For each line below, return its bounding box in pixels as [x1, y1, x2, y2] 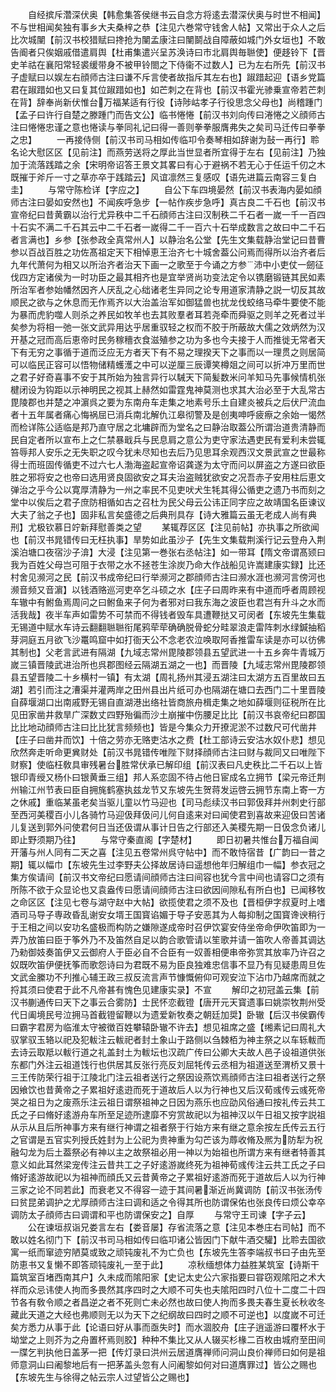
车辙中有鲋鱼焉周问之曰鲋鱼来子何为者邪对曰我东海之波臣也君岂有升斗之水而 [10, 596, 326, 608]
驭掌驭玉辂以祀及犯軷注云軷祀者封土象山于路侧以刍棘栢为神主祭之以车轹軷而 [10, 1034, 326, 1045]
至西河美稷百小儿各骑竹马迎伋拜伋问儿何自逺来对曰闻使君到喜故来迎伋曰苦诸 [10, 809, 326, 820]
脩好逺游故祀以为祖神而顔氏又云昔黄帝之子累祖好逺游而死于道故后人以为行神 [10, 1171, 326, 1183]
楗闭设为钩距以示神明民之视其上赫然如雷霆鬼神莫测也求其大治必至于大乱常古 [10, 384, 326, 395]
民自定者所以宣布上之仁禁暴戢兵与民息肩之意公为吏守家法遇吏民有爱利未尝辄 [10, 434, 326, 445]
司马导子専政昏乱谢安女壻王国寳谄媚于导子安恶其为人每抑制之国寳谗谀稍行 [18, 909, 326, 920]
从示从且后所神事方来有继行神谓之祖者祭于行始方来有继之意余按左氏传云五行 [10, 1121, 326, 1133]
